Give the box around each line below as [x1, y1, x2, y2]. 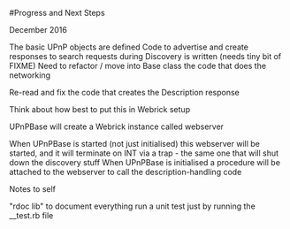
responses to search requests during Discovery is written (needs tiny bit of [9, 51, 282, 61]
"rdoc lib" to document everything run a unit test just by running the [9, 201, 256, 211]
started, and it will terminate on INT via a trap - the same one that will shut [9, 148, 279, 158]
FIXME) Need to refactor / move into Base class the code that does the [9, 61, 267, 71]
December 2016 [9, 25, 68, 34]
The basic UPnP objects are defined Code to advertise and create [9, 42, 249, 52]
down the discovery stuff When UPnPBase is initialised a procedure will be [9, 157, 281, 167]
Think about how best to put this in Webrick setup [9, 104, 191, 114]
